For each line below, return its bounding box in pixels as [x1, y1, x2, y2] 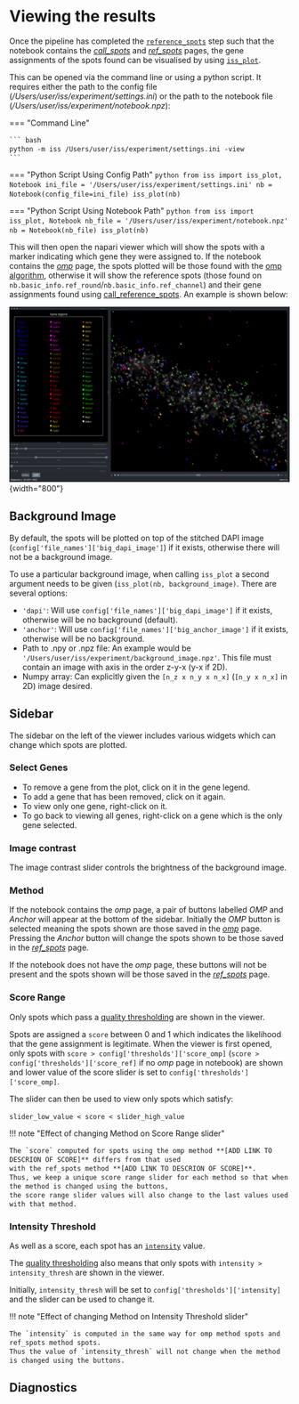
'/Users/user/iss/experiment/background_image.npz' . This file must [21, 652, 272, 662]
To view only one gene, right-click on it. [21, 800, 167, 811]
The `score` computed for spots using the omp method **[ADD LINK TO [9, 1146, 273, 1155]
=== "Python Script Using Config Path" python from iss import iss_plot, [9, 169, 283, 180]
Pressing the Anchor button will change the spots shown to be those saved [9, 933, 285, 944]
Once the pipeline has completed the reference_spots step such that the [9, 36, 275, 46]
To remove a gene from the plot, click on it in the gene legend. [21, 782, 251, 792]
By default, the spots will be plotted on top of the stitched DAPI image [9, 532, 264, 543]
